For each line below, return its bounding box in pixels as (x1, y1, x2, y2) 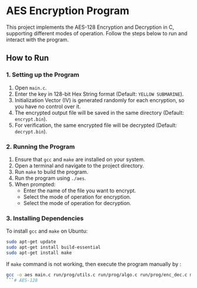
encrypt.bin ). (14, 115, 47, 122)
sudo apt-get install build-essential (6, 245, 101, 250)
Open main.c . (14, 84, 47, 91)
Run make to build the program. (14, 168, 89, 175)
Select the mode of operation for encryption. (23, 193, 131, 200)
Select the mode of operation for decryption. (23, 199, 132, 206)
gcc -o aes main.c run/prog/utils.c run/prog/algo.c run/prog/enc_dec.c (6, 272, 188, 277)
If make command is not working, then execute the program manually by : (6, 260, 182, 267)
